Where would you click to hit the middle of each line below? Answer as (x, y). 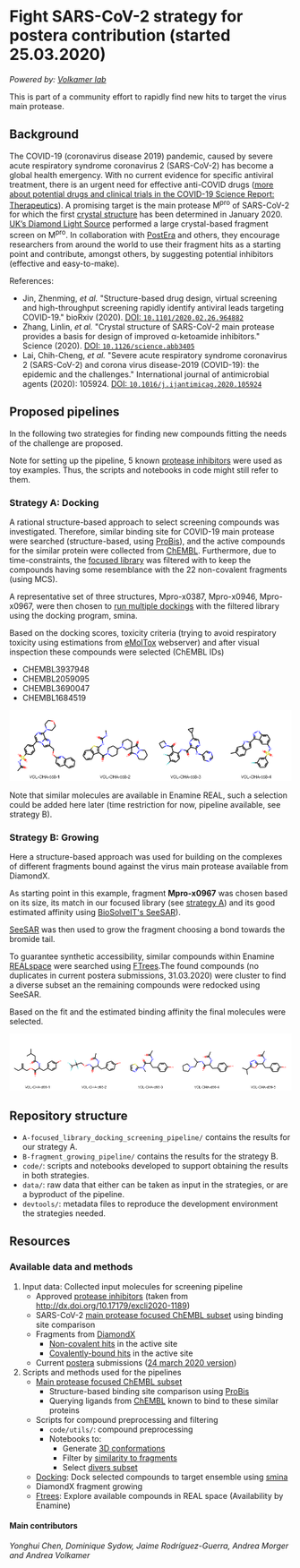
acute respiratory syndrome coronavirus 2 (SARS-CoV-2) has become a (142, 165)
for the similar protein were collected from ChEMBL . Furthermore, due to (143, 551)
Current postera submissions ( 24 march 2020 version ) (136, 1362)
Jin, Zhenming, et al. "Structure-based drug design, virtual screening (150, 298)
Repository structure (69, 1115)
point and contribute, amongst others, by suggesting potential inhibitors (141, 254)
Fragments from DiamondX (86, 1334)
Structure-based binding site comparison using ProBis (149, 1391)
